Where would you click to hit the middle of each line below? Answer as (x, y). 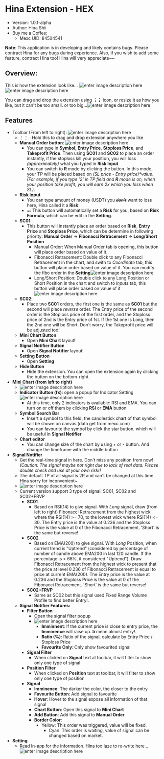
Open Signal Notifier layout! (55, 350)
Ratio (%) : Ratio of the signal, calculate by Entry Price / (97, 637)
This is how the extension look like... (42, 85)
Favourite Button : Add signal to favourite (75, 694)
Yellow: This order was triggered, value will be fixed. (94, 725)
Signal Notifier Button (42, 345)
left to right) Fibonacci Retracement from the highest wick (92, 512)
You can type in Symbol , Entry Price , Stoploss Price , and (85, 148)
